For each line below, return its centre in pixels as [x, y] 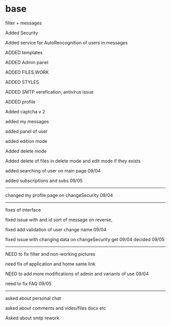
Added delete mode [26, 151]
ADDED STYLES [22, 82]
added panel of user [26, 131]
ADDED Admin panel [27, 62]
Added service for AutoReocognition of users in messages [67, 42]
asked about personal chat [33, 298]
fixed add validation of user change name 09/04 [56, 229]
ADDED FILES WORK [27, 72]
